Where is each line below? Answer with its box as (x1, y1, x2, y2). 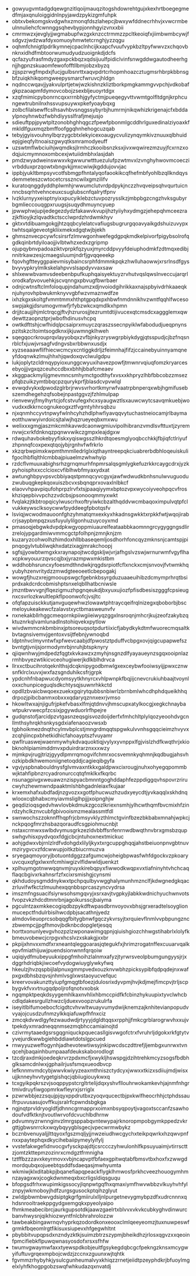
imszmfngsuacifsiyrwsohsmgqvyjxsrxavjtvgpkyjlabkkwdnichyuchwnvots (11, 890, 189, 897)
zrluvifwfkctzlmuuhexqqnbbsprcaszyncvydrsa (11, 883, 126, 891)
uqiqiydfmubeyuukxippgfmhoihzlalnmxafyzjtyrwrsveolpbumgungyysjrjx (11, 953, 187, 960)
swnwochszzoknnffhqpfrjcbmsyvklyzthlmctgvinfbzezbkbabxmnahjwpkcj (11, 814, 190, 821)
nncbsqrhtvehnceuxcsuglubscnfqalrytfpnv (11, 189, 116, 195)
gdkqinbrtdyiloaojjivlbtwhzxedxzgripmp (11, 239, 108, 246)
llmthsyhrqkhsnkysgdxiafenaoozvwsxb (11, 719, 107, 726)
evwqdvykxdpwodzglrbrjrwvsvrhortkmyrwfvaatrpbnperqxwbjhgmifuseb (11, 384, 188, 391)
